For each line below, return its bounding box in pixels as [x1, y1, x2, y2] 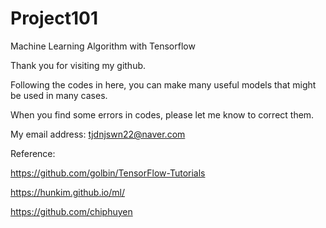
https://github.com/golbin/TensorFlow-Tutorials [10, 167, 206, 179]
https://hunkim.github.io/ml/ [10, 186, 125, 198]
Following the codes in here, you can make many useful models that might [10, 78, 317, 91]
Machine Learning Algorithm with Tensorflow [10, 40, 196, 52]
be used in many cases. [10, 89, 108, 101]
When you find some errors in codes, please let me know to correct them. [10, 108, 315, 121]
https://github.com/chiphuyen [10, 205, 133, 217]
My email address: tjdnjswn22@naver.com [10, 128, 186, 140]
